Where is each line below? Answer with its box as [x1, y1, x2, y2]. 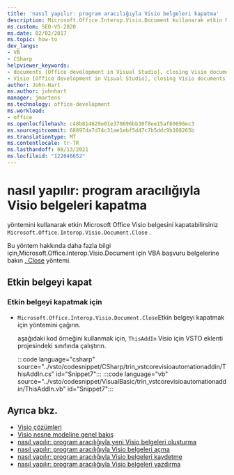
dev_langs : [7, 42, 39, 49]
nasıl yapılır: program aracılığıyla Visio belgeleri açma [17, 445, 171, 453]
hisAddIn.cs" [17, 370, 54, 378]
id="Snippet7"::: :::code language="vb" [55, 370, 169, 378]
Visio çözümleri [17, 423, 62, 432]
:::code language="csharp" [17, 355, 95, 363]
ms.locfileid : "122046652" [7, 153, 86, 160]
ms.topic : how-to [7, 36, 58, 43]
